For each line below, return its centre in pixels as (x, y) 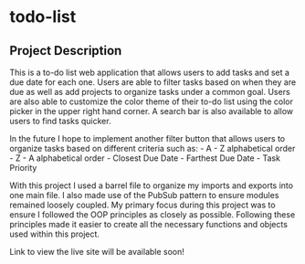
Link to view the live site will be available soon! (97, 252)
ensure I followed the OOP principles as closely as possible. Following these (152, 215)
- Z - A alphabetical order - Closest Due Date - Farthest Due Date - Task (145, 158)
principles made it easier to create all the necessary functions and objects (148, 224)
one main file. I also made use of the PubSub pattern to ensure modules (144, 195)
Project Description (66, 51)
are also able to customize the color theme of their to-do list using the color (152, 101)
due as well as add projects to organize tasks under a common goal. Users (150, 92)
